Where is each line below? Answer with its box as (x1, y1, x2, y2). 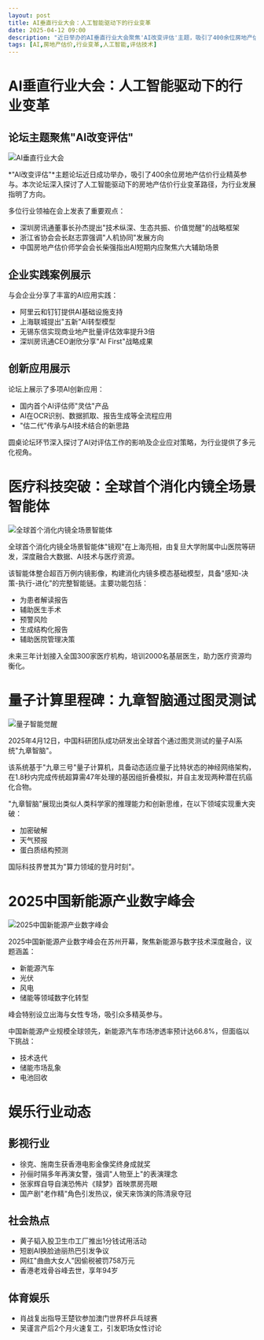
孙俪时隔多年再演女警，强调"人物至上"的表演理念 (19, 1169, 178, 1179)
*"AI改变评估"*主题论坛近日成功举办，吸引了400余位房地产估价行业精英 (8, 170, 241, 180)
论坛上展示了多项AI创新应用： (8, 384, 104, 394)
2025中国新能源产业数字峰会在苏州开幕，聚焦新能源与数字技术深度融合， (8, 937, 246, 946)
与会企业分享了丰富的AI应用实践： (8, 290, 119, 299)
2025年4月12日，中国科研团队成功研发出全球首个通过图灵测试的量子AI (8, 736, 236, 745)
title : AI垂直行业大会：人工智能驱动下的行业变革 (8, 19, 152, 27)
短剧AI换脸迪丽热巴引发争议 (19, 1246, 110, 1256)
